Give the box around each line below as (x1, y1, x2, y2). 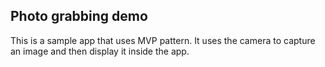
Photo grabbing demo (10, 8, 148, 25)
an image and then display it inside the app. (10, 45, 190, 57)
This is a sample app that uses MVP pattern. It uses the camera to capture (10, 34, 316, 46)
